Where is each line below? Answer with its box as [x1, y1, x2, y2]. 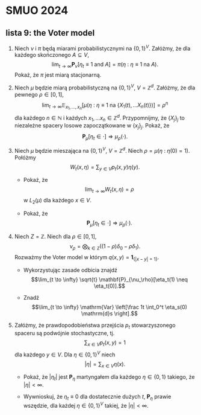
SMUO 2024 [5, 4, 69, 18]
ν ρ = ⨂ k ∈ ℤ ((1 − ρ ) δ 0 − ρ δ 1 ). [69, 242, 141, 251]
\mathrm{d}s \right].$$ [81, 310, 138, 317]
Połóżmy [14, 153, 37, 161]
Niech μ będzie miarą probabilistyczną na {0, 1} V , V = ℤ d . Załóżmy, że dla [14, 83, 196, 91]
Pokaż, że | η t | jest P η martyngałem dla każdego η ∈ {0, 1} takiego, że [23, 373, 195, 382]
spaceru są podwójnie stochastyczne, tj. [14, 330, 115, 337]
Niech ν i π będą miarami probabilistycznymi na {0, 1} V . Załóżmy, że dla [14, 43, 191, 52]
